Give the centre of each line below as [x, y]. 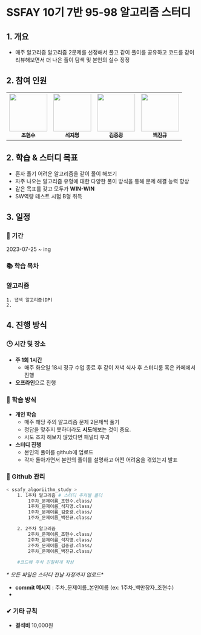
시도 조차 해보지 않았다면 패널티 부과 [67, 437]
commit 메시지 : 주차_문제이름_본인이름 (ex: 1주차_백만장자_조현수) [94, 588]
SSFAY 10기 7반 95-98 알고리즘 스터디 [99, 12]
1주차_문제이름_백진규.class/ [60, 518]
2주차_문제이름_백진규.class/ [60, 551]
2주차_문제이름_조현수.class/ [60, 534]
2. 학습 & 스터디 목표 [42, 158]
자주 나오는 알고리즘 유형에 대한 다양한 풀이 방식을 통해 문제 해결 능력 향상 [102, 181]
